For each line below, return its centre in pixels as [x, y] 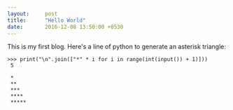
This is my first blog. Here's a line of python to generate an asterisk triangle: [116, 47]
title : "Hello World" [47, 20]
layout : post [33, 14]
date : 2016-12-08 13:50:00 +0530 [65, 27]
